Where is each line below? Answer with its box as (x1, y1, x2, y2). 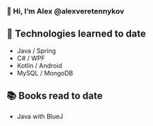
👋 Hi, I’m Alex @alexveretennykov (6, 6, 125, 16)
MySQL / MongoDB (16, 69, 73, 77)
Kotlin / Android (16, 61, 63, 69)
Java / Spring (16, 46, 56, 55)
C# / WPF (16, 54, 45, 62)
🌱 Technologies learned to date (6, 28, 146, 40)
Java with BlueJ (16, 112, 63, 120)
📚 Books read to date (6, 90, 103, 102)
